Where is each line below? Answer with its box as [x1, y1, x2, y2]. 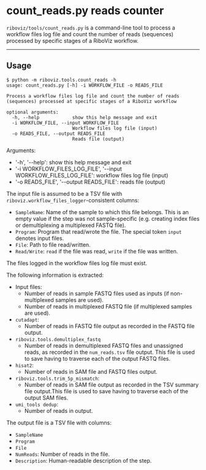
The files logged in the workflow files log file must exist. [6, 259, 148, 267]
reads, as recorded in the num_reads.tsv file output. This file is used [24, 348, 195, 356]
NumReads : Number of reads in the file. [15, 450, 110, 458]
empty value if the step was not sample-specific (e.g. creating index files [15, 215, 200, 222]
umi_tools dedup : [15, 400, 59, 408]
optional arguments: [6, 109, 59, 115]
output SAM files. [24, 394, 69, 401]
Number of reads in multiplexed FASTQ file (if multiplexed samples [24, 302, 193, 310]
